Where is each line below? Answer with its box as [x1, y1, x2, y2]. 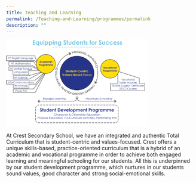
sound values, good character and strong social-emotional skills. [6, 170, 166, 177]
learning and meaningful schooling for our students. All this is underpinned [6, 157, 190, 164]
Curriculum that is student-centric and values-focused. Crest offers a [6, 138, 177, 145]
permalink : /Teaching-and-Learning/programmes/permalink [6, 15, 151, 22]
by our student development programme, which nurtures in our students [6, 163, 184, 170]
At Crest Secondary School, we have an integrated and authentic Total [6, 132, 179, 139]
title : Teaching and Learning [6, 10, 82, 15]
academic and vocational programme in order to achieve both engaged [6, 151, 181, 158]
